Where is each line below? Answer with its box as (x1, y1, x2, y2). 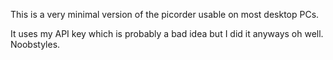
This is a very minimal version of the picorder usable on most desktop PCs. (10, 9, 320, 20)
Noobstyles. (10, 39, 61, 50)
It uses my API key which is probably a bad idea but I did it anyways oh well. (10, 28, 324, 39)
